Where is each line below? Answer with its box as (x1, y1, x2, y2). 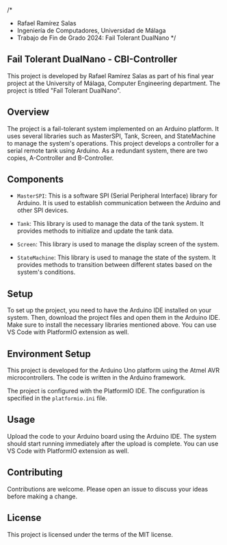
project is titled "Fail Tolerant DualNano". (7, 86, 122, 95)
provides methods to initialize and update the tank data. (16, 227, 174, 235)
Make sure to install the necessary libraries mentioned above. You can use (7, 321, 217, 329)
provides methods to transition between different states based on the (16, 261, 213, 269)
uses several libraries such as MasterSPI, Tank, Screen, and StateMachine (7, 132, 216, 140)
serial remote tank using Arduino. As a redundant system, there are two (7, 146, 209, 154)
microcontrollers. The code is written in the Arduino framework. (7, 373, 186, 382)
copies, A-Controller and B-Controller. (7, 154, 114, 162)
